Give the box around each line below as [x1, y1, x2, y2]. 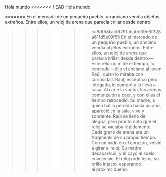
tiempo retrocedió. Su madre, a [91, 97, 155, 103]
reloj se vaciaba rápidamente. [91, 124, 152, 130]
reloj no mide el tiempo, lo [101, 61, 155, 66]
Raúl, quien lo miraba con [91, 71, 144, 77]
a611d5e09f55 [91, 34, 120, 40]
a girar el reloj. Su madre [91, 145, 142, 151]
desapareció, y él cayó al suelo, [91, 150, 156, 156]
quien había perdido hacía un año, [91, 103, 161, 108]
